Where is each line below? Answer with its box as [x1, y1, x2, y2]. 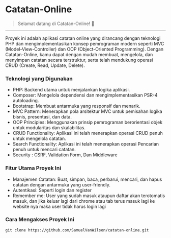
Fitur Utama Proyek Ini [5, 164, 62, 172]
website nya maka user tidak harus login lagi [12, 203, 106, 209]
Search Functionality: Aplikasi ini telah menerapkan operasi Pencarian [12, 141, 159, 147]
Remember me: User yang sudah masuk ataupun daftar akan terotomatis [12, 193, 165, 199]
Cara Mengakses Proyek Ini [5, 216, 75, 223]
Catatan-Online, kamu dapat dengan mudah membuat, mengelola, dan [5, 51, 153, 57]
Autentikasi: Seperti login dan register [12, 187, 92, 193]
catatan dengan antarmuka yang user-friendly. [12, 181, 111, 187]
